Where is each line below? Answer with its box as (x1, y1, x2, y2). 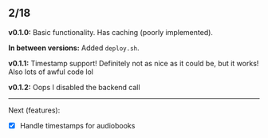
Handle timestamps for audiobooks (19, 120, 136, 130)
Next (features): (8, 105, 61, 115)
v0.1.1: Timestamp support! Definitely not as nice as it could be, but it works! (8, 58, 259, 68)
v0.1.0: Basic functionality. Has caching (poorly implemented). (8, 27, 214, 37)
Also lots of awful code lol (8, 67, 94, 77)
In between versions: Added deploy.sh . (8, 43, 140, 53)
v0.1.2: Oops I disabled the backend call (8, 82, 141, 92)
